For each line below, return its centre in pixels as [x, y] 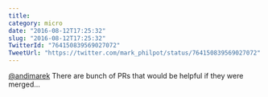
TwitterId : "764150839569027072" [64, 46]
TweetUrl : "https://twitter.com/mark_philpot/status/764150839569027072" [135, 53]
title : [19, 16]
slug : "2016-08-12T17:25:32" [57, 38]
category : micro [35, 23]
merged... [24, 84]
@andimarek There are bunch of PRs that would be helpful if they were [126, 76]
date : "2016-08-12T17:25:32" [57, 30]
